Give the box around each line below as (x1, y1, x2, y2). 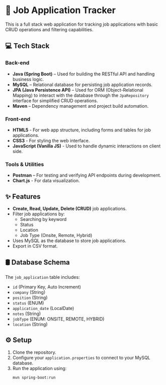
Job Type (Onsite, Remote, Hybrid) (20, 233, 93, 239)
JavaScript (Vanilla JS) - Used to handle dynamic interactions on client (12, 143, 161, 149)
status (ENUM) (12, 299, 44, 306)
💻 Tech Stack (5, 42, 50, 50)
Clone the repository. (12, 349, 56, 355)
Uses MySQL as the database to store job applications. (12, 238, 127, 244)
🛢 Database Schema (5, 258, 70, 267)
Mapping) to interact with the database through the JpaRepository (12, 92, 149, 98)
